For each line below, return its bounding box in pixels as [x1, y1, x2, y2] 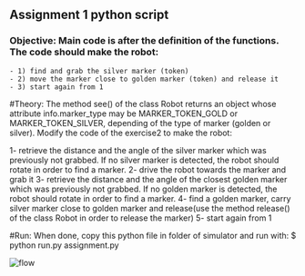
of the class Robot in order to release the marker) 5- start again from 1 [9, 212, 272, 223]
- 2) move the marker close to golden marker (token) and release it [9, 74, 280, 84]
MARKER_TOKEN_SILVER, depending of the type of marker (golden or [9, 117, 271, 128]
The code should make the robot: [9, 45, 159, 58]
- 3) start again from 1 [9, 82, 104, 92]
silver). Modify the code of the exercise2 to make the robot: [9, 127, 232, 138]
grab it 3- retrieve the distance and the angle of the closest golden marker [9, 173, 288, 184]
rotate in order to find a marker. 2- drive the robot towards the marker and [9, 163, 287, 175]
